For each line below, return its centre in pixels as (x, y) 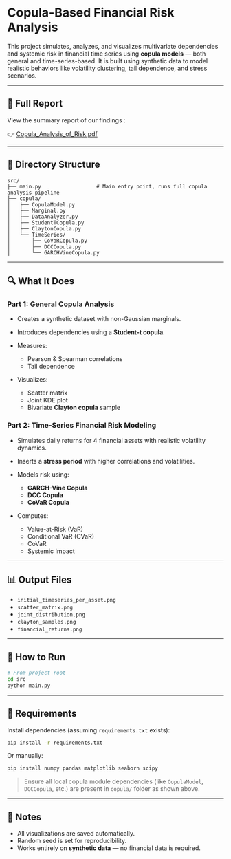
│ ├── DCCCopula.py (44, 247)
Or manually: (25, 756)
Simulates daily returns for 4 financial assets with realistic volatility (111, 440)
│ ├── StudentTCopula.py (46, 222)
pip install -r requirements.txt (55, 743)
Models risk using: (43, 474)
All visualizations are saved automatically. (76, 834)
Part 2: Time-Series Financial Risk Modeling (82, 426)
